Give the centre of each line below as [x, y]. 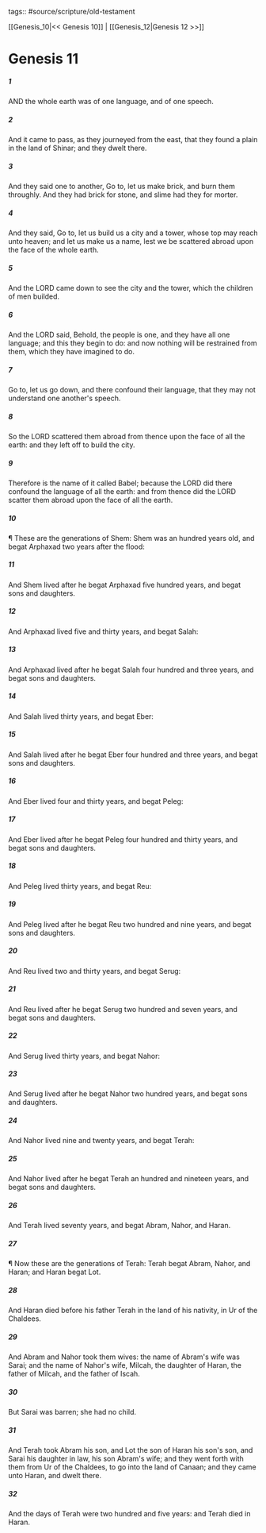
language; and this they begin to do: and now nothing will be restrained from [133, 343]
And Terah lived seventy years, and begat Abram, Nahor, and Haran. [120, 1226]
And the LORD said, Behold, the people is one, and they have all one [119, 334]
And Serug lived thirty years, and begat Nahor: [84, 1056]
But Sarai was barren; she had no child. [72, 1412]
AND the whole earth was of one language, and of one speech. [111, 102]
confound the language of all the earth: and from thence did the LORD [122, 491]
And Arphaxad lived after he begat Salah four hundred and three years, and [131, 670]
